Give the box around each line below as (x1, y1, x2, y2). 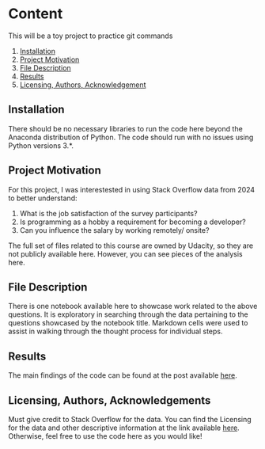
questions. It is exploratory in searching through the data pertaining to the (8, 310, 248, 319)
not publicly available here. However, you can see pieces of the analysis (8, 249, 243, 258)
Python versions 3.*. (8, 140, 74, 150)
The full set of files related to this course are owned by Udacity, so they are (8, 241, 254, 250)
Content (8, 5, 63, 23)
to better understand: (8, 193, 78, 203)
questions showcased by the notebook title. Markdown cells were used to (8, 318, 248, 328)
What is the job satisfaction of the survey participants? (19, 208, 198, 218)
